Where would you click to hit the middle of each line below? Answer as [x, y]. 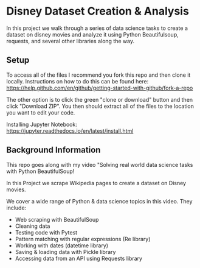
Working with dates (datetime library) [61, 245]
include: [16, 208]
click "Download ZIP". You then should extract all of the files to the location [100, 106]
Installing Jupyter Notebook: [42, 124]
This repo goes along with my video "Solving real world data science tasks [100, 164]
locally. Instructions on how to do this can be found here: [78, 81]
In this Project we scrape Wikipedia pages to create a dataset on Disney [96, 183]
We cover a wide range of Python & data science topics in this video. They [99, 201]
